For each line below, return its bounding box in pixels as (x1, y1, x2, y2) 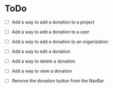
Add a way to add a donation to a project (11, 19, 95, 25)
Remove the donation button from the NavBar (11, 78, 105, 84)
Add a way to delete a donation (11, 58, 75, 64)
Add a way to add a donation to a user (11, 29, 90, 35)
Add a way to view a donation (11, 68, 73, 74)
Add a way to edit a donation (11, 48, 71, 54)
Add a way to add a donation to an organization (11, 39, 109, 44)
